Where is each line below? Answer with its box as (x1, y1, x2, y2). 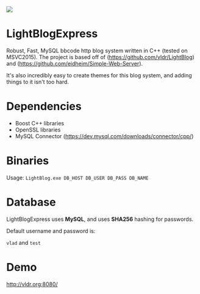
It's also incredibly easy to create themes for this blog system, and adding (6, 71, 192, 79)
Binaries (6, 154, 49, 168)
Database (6, 195, 56, 209)
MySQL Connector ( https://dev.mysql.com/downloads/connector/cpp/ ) (15, 132, 194, 139)
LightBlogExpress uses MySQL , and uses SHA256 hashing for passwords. (6, 215, 194, 223)
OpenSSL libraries (15, 126, 61, 133)
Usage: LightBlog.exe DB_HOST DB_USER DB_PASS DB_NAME (6, 173, 149, 181)
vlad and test (6, 239, 41, 246)
